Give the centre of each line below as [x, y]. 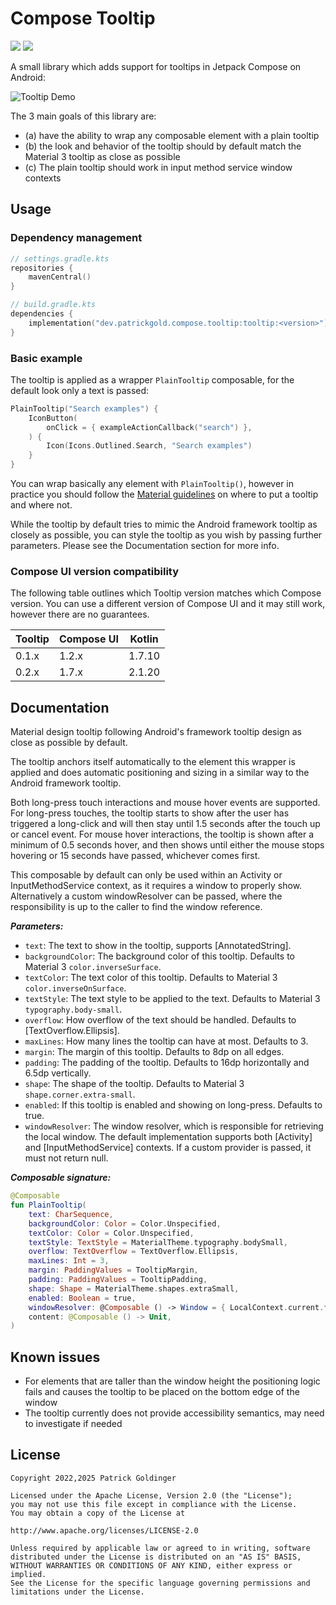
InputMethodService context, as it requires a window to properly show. [156, 886]
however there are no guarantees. [80, 614]
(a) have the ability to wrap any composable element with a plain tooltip [172, 135]
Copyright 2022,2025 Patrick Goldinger [93, 1478]
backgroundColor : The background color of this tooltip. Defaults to [159, 956]
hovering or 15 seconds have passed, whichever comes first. [135, 856]
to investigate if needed [73, 1424]
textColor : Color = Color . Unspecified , [111, 1233]
